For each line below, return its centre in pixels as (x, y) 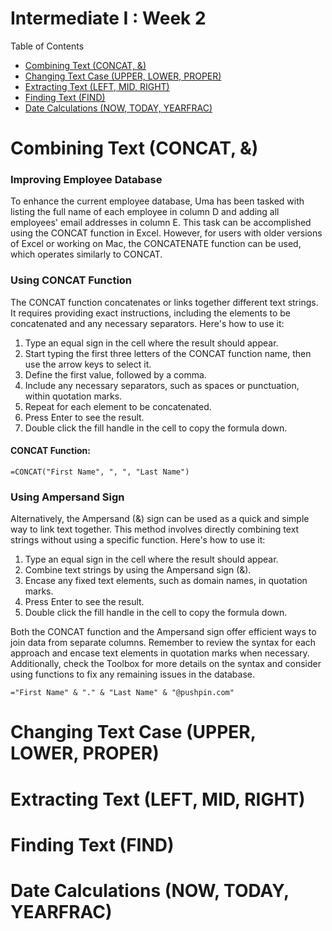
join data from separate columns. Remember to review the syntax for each (163, 643)
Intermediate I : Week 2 (108, 18)
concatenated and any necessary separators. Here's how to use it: (147, 323)
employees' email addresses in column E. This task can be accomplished (161, 223)
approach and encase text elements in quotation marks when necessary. (160, 653)
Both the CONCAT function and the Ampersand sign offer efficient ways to (163, 632)
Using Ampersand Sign (67, 497)
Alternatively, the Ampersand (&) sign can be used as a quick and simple (160, 519)
